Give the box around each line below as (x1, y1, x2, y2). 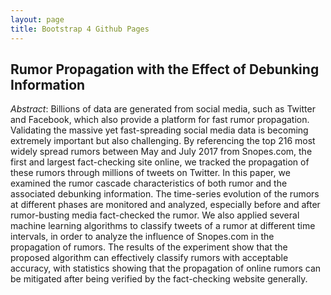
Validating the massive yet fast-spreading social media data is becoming (10, 124, 309, 136)
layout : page (10, 14, 65, 25)
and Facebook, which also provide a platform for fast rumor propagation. (10, 114, 310, 126)
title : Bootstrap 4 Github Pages (10, 24, 150, 34)
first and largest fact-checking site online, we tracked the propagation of (10, 156, 310, 168)
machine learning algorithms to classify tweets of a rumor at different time (10, 220, 316, 232)
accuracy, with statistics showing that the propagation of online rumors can (10, 262, 322, 275)
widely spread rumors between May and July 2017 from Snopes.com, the (10, 146, 313, 158)
